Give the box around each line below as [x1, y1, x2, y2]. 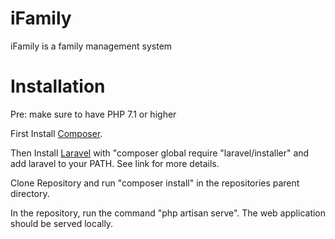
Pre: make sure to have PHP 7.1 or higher [10, 108, 177, 120]
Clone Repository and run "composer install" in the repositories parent [10, 177, 300, 189]
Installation [10, 75, 106, 98]
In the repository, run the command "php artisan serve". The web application [10, 207, 327, 219]
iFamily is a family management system [10, 40, 173, 52]
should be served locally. [10, 217, 114, 229]
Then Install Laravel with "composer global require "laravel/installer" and [10, 147, 310, 159]
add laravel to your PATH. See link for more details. [10, 157, 220, 169]
